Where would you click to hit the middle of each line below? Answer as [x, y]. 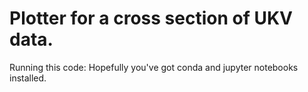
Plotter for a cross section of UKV [151, 18]
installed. [28, 78]
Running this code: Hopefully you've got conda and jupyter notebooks [154, 67]
